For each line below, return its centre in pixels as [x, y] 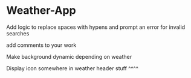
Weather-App [41, 10]
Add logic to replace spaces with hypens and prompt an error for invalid [96, 27]
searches [18, 33]
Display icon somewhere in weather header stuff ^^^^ [73, 68]
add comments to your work [41, 45]
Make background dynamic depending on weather [69, 56]
